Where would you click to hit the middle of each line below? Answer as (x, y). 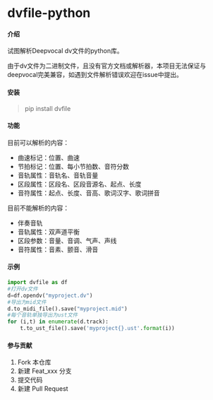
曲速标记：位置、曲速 (48, 158)
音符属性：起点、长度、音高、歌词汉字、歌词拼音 (89, 193)
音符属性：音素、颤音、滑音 (58, 249)
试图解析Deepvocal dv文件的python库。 (65, 51)
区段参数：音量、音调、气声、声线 (67, 240)
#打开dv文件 (23, 289)
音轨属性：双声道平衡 (48, 232)
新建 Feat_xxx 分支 (44, 371)
